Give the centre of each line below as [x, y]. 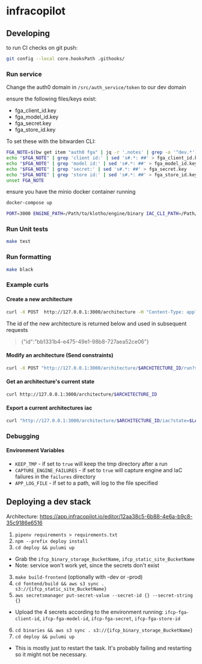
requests [17, 330]
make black [20, 269]
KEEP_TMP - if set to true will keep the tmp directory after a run [91, 464]
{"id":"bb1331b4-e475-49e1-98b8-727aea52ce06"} [85, 342]
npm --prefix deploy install [51, 541]
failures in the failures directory [55, 476]
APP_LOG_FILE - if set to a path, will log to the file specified [86, 483]
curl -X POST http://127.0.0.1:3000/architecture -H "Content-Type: [95, 312]
